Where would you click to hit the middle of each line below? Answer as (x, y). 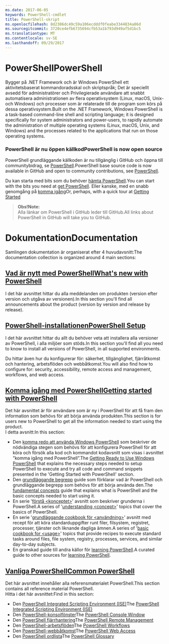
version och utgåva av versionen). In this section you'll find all (69, 299)
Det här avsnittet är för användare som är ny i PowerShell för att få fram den (84, 411)
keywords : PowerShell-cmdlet (36, 15)
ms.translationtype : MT (30, 33)
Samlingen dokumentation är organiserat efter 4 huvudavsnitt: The (74, 252)
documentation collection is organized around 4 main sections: (71, 257)
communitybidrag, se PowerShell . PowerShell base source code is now (78, 165)
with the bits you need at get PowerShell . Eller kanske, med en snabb (77, 186)
